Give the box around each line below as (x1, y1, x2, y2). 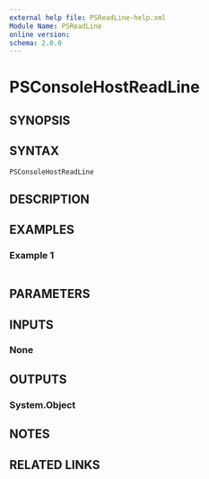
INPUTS (9, 317, 54, 332)
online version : (9, 30, 70, 39)
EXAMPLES (9, 222, 74, 238)
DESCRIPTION (9, 192, 90, 207)
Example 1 (9, 249, 55, 262)
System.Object (9, 398, 76, 411)
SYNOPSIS (9, 113, 71, 128)
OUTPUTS (9, 371, 67, 387)
